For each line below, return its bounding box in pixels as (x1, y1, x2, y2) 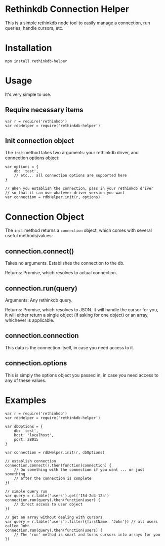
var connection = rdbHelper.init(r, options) (5, 195, 100, 200)
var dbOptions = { (5, 424, 43, 429)
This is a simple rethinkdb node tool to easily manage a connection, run (5, 20, 150, 26)
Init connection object (5, 137, 74, 145)
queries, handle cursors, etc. (5, 25, 64, 31)
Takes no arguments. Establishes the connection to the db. (5, 260, 124, 266)
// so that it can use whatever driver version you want (5, 190, 125, 196)
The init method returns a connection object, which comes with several (5, 227, 152, 233)
